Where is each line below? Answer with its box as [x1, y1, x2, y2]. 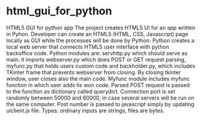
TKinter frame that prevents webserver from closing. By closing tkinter [6, 68, 181, 76]
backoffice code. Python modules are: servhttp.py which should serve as [6, 49, 188, 56]
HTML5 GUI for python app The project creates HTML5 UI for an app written [6, 24, 196, 31]
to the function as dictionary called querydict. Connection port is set [6, 88, 176, 95]
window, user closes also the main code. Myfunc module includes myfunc [6, 75, 190, 82]
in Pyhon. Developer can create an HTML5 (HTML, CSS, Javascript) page [6, 30, 188, 37]
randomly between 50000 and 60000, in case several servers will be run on [6, 94, 194, 101]
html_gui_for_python [6, 4, 113, 18]
